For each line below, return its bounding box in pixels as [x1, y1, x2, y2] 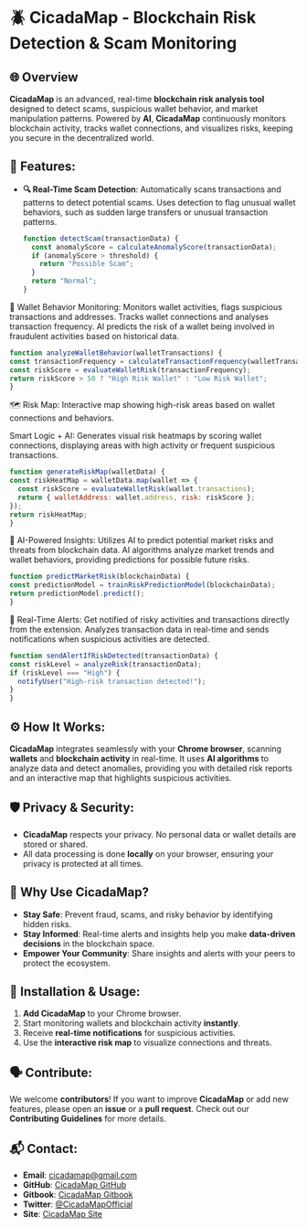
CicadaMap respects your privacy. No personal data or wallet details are [22, 828, 297, 839]
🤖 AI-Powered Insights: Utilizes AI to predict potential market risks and [9, 535, 274, 546]
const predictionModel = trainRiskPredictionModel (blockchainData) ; [9, 581, 276, 590]
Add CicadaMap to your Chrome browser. [22, 1008, 182, 1020]
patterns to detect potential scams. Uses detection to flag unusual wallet [22, 197, 296, 208]
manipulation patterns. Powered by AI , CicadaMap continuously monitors [9, 113, 286, 123]
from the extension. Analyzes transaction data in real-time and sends [9, 624, 270, 635]
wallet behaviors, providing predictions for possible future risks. [9, 554, 249, 565]
